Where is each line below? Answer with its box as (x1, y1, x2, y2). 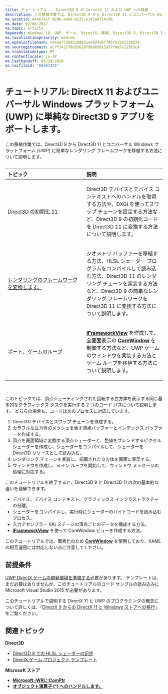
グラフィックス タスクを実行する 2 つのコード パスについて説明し (18, 402, 153, 408)
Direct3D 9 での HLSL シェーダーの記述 (12, 650, 93, 656)
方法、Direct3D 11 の (91, 273, 142, 280)
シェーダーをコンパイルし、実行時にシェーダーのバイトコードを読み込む (12, 509, 161, 515)
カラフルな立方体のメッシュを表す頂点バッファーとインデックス (12, 425, 144, 431)
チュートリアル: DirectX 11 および (5, 86, 141, 98)
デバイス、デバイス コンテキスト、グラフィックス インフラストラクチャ (12, 496, 159, 502)
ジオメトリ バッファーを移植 (86, 250, 153, 257)
